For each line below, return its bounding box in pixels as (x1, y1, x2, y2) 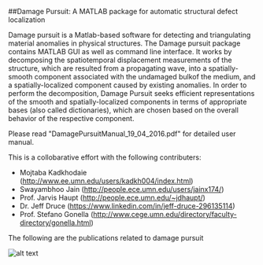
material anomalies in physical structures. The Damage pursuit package (8, 39, 241, 48)
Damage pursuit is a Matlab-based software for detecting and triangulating (8, 31, 251, 39)
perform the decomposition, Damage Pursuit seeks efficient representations (8, 89, 255, 98)
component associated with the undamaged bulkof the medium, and (34, 72, 256, 81)
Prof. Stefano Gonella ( (19, 210, 94, 219)
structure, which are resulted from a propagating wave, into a (8, 64, 207, 73)
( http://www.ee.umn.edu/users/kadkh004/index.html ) (19, 176, 194, 186)
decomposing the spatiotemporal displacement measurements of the (8, 55, 232, 64)
